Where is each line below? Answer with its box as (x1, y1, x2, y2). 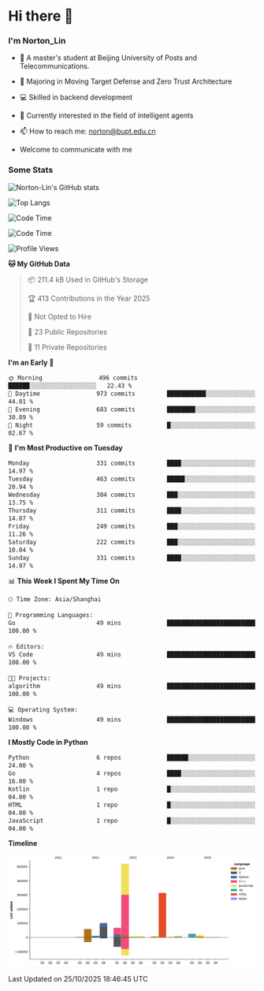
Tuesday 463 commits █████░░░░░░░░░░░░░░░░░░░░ (8, 475, 256, 483)
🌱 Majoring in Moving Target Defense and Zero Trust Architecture (19, 77, 232, 86)
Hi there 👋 (8, 7, 73, 25)
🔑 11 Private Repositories (27, 342, 108, 352)
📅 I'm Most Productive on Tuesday (8, 443, 124, 452)
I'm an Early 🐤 (8, 357, 54, 367)
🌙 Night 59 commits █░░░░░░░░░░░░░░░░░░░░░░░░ (8, 421, 256, 429)
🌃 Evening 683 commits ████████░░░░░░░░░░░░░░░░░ (8, 406, 256, 413)
